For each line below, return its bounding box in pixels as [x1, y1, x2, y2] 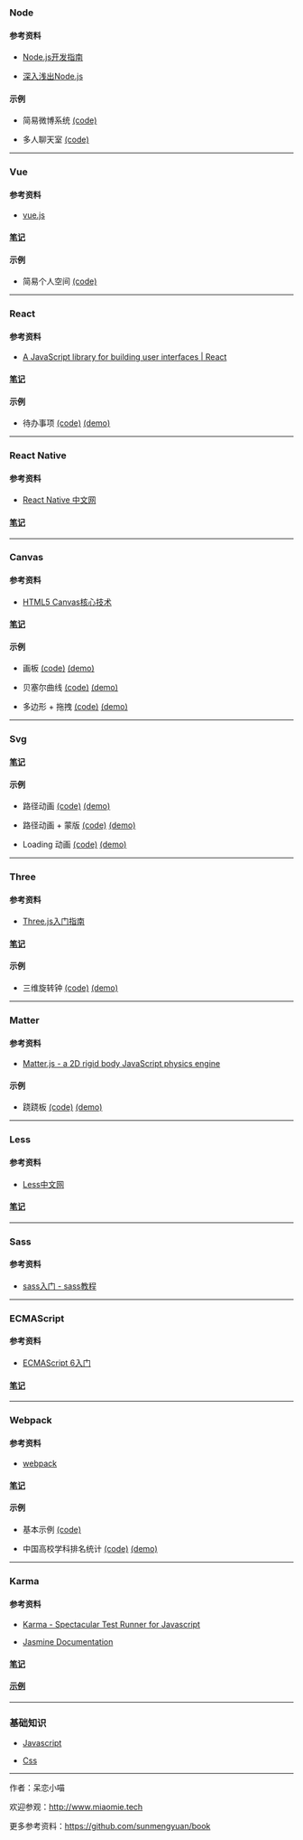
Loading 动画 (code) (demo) [22, 839, 127, 850]
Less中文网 [22, 1178, 65, 1189]
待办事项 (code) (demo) [22, 418, 111, 428]
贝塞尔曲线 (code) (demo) [22, 682, 119, 693]
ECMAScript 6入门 [22, 1357, 92, 1368]
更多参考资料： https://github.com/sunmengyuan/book [9, 1821, 211, 1832]
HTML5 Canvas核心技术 [22, 596, 113, 607]
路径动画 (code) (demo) [22, 801, 111, 812]
